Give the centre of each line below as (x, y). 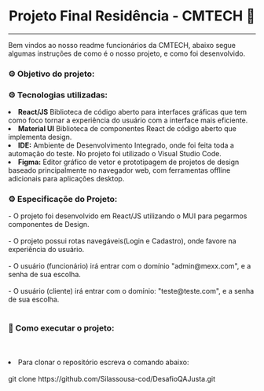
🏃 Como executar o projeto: (61, 328)
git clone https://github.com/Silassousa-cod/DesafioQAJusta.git (112, 378)
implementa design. (40, 137)
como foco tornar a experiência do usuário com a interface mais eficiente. (128, 120)
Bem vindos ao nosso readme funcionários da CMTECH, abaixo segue (122, 45)
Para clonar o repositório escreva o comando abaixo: (104, 362)
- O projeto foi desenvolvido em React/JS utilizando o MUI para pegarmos (128, 216)
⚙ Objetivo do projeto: (51, 74)
